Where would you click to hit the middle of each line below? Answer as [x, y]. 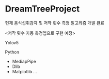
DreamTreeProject [42, 9]
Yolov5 [12, 42]
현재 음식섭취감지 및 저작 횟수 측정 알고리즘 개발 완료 [55, 23]
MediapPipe [24, 61]
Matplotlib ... [24, 71]
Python [12, 52]
